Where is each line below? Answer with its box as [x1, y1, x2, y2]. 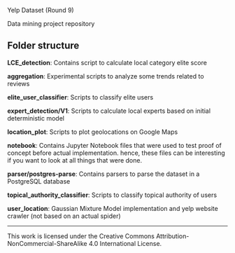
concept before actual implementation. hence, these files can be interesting [7, 149, 225, 157]
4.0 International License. [88, 239, 162, 247]
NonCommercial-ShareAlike [7, 239, 87, 247]
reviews [7, 79, 30, 88]
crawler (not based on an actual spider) [7, 212, 121, 220]
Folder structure [7, 40, 80, 52]
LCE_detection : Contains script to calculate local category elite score [7, 58, 208, 67]
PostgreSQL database [7, 177, 71, 185]
